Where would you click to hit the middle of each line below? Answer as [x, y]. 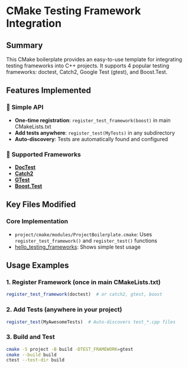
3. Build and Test [30, 337]
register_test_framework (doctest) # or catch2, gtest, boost [84, 294]
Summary [25, 45]
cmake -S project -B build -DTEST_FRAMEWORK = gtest [70, 349]
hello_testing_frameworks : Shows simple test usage [77, 247]
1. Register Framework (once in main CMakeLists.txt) [83, 282]
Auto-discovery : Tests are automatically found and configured [91, 139]
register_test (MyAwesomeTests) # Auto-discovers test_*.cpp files [91, 322]
